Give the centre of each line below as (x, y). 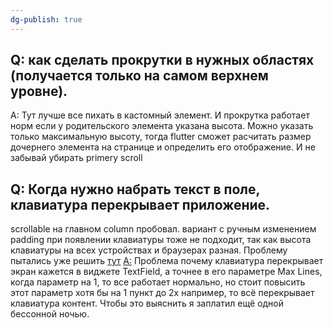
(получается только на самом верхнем (139, 76)
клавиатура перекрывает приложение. (140, 204)
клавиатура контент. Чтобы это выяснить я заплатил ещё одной (147, 303)
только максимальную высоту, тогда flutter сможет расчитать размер (161, 137)
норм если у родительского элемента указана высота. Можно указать (162, 126)
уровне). (39, 91)
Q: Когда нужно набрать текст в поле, (135, 189)
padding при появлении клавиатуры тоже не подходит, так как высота (161, 240)
